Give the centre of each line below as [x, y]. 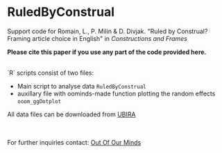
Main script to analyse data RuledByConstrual [82, 86]
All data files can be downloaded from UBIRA [71, 114]
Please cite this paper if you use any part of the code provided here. [107, 52]
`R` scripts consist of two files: [51, 73]
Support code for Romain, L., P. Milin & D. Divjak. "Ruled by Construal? [108, 31]
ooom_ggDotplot [39, 101]
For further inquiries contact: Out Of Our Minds [74, 142]
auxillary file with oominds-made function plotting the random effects [116, 93]
